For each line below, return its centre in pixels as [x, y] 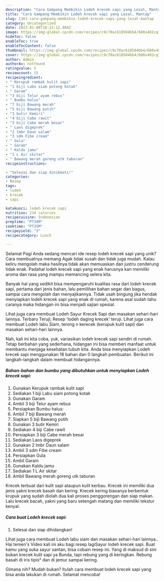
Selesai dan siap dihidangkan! [42, 529]
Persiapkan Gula [29, 455]
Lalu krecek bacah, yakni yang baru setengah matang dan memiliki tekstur [80, 501]
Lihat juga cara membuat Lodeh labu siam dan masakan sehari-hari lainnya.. [82, 539]
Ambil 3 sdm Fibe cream [37, 450]
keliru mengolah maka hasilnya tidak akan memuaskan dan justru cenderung [82, 264]
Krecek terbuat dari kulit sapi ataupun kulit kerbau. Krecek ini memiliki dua [80, 486]
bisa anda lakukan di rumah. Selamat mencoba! [53, 574]
